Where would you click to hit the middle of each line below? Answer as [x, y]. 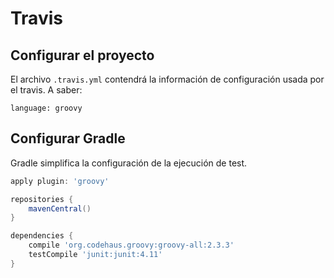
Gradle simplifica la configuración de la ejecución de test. [129, 163]
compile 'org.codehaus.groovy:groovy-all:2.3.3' [131, 245]
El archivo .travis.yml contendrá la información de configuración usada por [167, 79]
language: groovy [46, 108]
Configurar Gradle [68, 138]
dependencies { [42, 236]
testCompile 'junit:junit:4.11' [95, 255]
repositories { [42, 199]
